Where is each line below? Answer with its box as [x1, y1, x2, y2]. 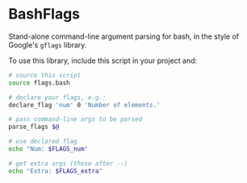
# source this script [8, 71, 82, 79]
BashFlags [8, 5, 81, 23]
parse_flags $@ [8, 123, 60, 131]
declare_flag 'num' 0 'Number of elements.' [8, 101, 161, 109]
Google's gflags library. [8, 40, 87, 49]
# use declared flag [8, 138, 78, 146]
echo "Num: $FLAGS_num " [8, 145, 89, 153]
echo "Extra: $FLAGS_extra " [8, 167, 103, 175]
